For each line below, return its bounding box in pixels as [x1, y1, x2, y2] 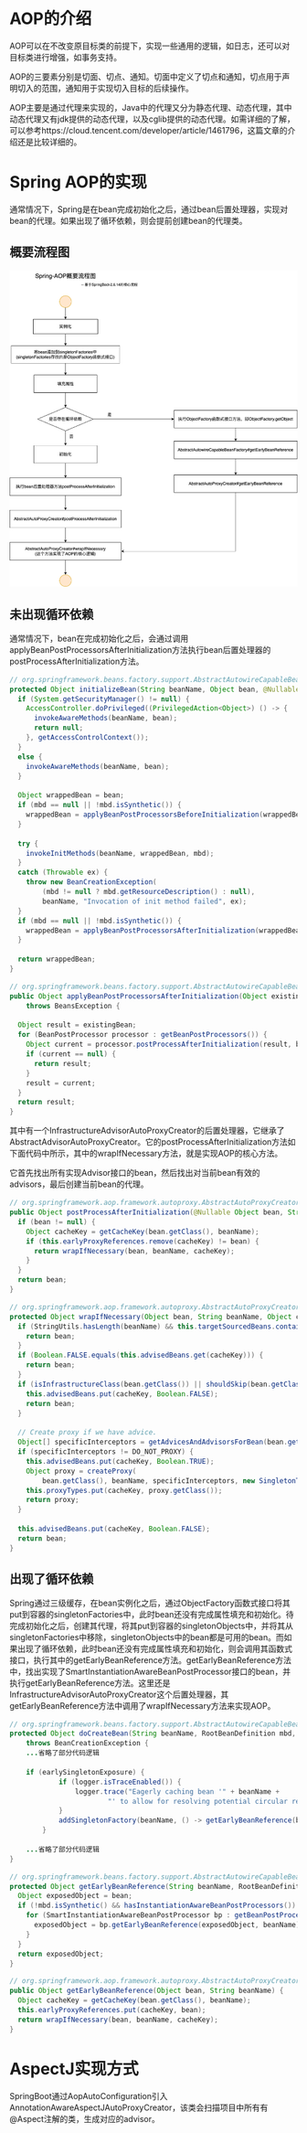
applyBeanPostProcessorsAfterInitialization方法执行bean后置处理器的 [9, 644, 271, 655]
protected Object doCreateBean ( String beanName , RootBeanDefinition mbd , [9, 1729, 297, 1738]
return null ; [33, 723, 84, 732]
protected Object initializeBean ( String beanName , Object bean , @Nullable [9, 685, 301, 694]
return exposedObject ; [17, 1949, 104, 1958]
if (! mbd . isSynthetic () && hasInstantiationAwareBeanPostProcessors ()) [17, 1901, 297, 1911]
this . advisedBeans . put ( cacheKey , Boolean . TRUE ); [26, 1456, 215, 1466]
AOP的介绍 [9, 8, 92, 29]
